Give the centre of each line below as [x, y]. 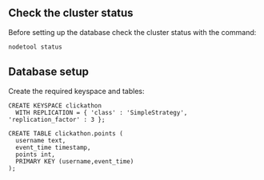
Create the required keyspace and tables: [76, 91]
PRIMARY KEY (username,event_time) [75, 161]
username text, [41, 140]
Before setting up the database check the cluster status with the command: [132, 32]
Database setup [49, 72]
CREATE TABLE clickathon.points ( [66, 133]
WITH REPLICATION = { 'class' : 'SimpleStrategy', [102, 112]
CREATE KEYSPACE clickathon [55, 106]
